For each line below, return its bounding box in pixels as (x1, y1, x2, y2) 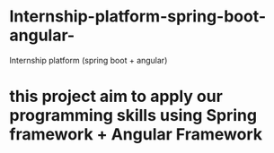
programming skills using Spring (9, 106, 258, 126)
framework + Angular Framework (9, 124, 263, 145)
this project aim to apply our (9, 87, 223, 106)
